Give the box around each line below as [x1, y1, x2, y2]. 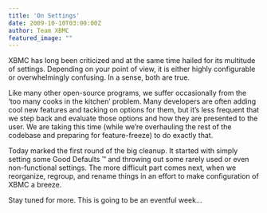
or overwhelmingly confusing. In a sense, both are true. [8, 73, 190, 82]
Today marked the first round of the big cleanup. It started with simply [8, 146, 238, 156]
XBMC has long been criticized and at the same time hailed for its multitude [8, 56, 256, 65]
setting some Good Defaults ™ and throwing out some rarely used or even [8, 155, 249, 164]
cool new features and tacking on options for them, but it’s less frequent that [8, 105, 260, 115]
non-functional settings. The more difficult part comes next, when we [8, 163, 237, 172]
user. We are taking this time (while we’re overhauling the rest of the [8, 122, 232, 132]
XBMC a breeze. [8, 180, 62, 190]
